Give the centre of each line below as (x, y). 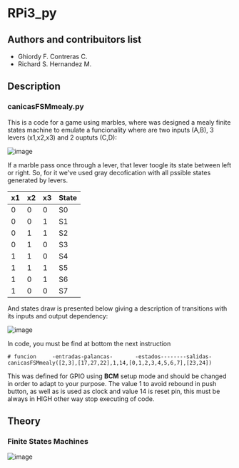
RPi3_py (32, 13)
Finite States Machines (48, 441)
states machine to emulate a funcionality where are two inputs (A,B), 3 (111, 130)
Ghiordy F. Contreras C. (52, 56)
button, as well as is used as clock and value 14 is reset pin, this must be (114, 391)
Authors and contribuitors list (75, 40)
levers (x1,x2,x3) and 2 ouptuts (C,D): (62, 137)
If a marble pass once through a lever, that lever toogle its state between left (119, 165)
